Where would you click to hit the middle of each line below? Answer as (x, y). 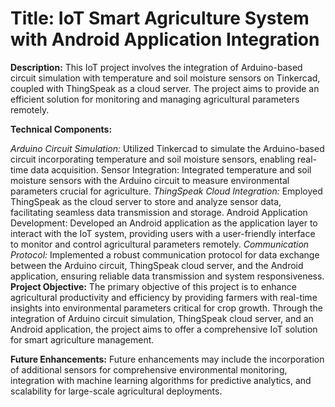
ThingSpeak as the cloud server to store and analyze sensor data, (146, 201)
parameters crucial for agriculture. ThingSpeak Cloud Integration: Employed (166, 191)
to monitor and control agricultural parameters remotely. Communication (160, 244)
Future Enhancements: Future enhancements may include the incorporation (167, 359)
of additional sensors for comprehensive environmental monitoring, (149, 369)
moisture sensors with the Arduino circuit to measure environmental (150, 180)
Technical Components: (61, 129)
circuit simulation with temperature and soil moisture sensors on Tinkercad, (165, 78)
